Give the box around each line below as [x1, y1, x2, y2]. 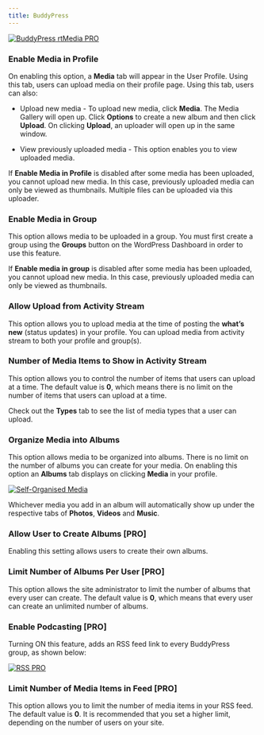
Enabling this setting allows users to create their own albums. [8, 546, 209, 556]
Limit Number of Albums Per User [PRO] [8, 566, 165, 577]
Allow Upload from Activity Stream [8, 301, 145, 312]
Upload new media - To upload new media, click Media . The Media [19, 103, 239, 113]
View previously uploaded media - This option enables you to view [19, 144, 238, 154]
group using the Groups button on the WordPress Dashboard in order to [8, 240, 243, 250]
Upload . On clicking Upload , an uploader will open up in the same [19, 120, 235, 130]
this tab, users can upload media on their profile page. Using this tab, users [8, 80, 254, 89]
